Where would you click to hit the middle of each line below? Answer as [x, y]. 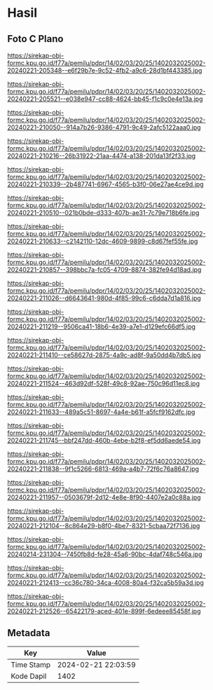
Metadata [29, 633]
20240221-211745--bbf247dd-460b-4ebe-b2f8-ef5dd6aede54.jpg [104, 440]
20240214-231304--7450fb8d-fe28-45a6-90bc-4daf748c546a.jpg [105, 554]
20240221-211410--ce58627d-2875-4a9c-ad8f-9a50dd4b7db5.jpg [104, 355]
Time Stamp [31, 665]
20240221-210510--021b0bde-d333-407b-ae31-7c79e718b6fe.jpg [103, 213]
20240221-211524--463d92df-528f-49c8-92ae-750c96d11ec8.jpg [103, 384]
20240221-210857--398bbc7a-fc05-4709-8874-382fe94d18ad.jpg [104, 270]
